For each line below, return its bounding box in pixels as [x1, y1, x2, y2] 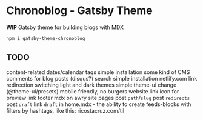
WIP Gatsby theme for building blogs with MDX [6, 24, 124, 31]
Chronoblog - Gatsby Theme [6, 4, 153, 18]
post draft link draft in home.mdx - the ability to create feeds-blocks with [6, 101, 191, 108]
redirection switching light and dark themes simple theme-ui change [6, 81, 177, 88]
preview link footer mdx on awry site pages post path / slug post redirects [6, 94, 190, 101]
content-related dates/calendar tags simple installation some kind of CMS [6, 68, 190, 76]
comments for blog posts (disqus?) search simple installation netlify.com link [6, 75, 198, 82]
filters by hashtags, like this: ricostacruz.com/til [6, 107, 125, 114]
